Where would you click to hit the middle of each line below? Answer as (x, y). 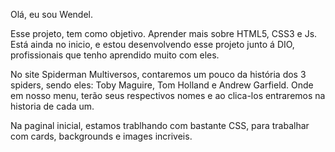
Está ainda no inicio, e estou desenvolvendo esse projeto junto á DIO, (152, 44)
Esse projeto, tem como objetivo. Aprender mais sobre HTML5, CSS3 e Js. (164, 33)
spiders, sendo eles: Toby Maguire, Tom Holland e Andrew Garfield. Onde (162, 85)
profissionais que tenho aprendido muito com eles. (115, 55)
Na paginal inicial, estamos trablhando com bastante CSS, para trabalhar (160, 125)
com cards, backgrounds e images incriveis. (101, 136)
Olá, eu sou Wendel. (51, 14)
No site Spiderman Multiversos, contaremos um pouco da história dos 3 (158, 74)
